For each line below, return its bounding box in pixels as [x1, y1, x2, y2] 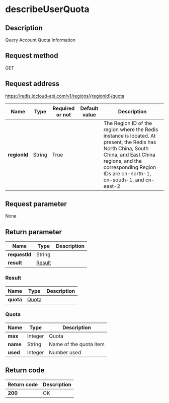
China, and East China [103, 151, 156, 158]
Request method [5, 51, 58, 60]
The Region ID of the [103, 119, 152, 126]
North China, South [103, 145, 149, 152]
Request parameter [5, 200, 67, 209]
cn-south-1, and [103, 176, 144, 183]
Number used [48, 349, 81, 356]
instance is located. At [103, 132, 156, 139]
